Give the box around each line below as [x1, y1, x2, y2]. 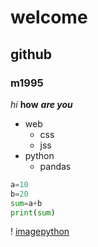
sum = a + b [10, 198, 43, 208]
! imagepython [10, 226, 70, 238]
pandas [39, 160, 72, 172]
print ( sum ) [10, 207, 56, 218]
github [10, 46, 53, 63]
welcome [10, 6, 88, 29]
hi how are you [10, 98, 73, 110]
